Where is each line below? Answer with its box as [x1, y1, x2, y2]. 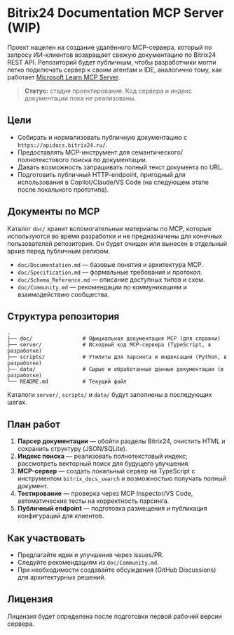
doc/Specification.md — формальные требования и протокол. [17, 268, 202, 276]
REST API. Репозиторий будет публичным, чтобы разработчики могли [7, 58, 216, 66]
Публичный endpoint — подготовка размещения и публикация [17, 504, 208, 513]
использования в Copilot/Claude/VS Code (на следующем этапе [17, 178, 209, 186]
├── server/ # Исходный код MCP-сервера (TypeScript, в [7, 341, 212, 348]
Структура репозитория [7, 310, 120, 322]
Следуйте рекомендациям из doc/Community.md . [17, 558, 159, 566]
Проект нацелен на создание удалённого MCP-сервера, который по [7, 43, 212, 51]
